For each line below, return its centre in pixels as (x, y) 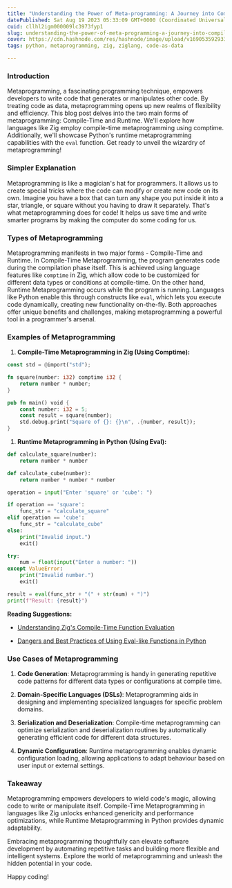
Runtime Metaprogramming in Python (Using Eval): (92, 442)
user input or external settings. (61, 765)
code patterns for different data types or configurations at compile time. (119, 681)
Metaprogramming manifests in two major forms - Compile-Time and (105, 253)
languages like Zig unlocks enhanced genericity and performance (101, 813)
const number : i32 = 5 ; (54, 409)
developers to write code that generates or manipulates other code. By (108, 98)
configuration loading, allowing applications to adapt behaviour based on (121, 758)
